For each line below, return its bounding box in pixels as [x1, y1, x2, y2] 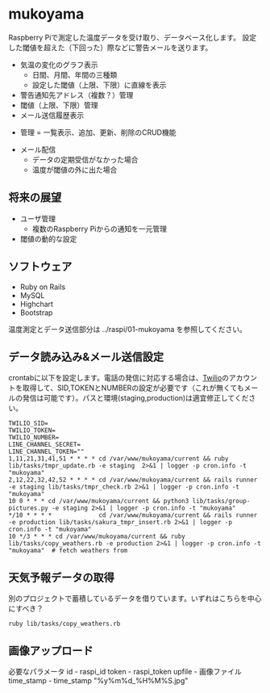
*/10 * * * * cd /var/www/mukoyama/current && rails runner [8, 511, 258, 519]
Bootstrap [19, 308, 53, 317]
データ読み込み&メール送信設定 [8, 350, 164, 363]
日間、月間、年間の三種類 [31, 69, 118, 79]
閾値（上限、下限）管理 [19, 100, 98, 110]
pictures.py [8, 504, 48, 513]
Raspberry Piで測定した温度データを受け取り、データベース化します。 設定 [8, 32, 256, 42]
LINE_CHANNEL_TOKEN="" [8, 447, 85, 456]
